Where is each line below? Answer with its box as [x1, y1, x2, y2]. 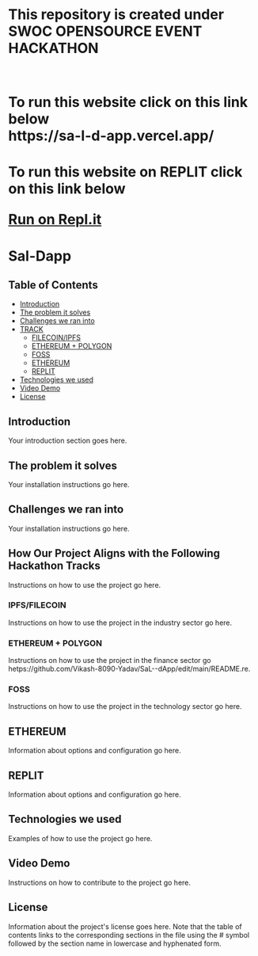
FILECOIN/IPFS [31, 333, 82, 342]
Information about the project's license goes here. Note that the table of [8, 921, 243, 931]
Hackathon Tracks [8, 559, 101, 573]
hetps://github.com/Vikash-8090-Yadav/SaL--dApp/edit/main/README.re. [8, 664, 251, 674]
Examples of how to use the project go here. [8, 833, 153, 843]
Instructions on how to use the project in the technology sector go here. [8, 702, 242, 711]
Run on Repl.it [8, 211, 102, 229]
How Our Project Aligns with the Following [8, 547, 220, 560]
